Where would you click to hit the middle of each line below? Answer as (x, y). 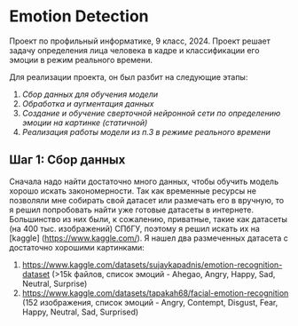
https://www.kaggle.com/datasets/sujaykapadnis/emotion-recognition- (152, 265)
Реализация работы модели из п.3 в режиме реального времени (146, 131)
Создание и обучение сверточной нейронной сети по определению (151, 113)
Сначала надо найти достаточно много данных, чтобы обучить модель (144, 181)
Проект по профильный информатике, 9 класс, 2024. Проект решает (140, 41)
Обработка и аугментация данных (88, 103)
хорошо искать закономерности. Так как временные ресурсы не (133, 191)
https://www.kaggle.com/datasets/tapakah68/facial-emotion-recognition (155, 293)
